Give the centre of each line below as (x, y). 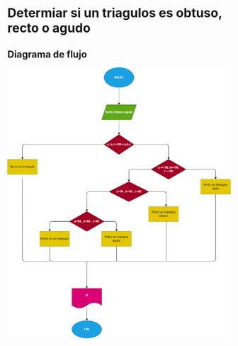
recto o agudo (49, 28)
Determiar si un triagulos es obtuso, (115, 13)
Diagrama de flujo (47, 54)
